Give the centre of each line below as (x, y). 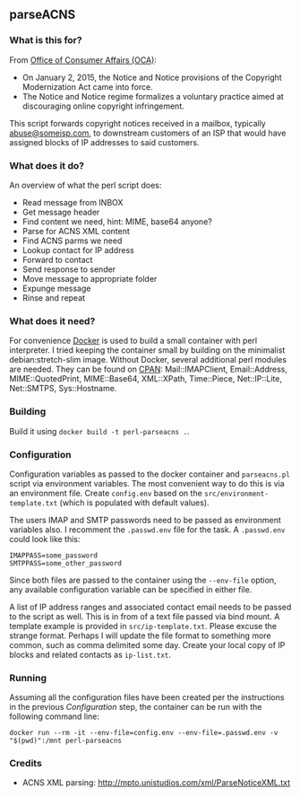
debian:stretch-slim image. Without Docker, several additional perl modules (148, 360)
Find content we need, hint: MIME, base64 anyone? (117, 221)
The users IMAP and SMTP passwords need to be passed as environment (146, 520)
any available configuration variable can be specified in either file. (131, 589)
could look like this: (45, 539)
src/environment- (236, 494)
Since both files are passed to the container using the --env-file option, (143, 580)
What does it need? (52, 320)
